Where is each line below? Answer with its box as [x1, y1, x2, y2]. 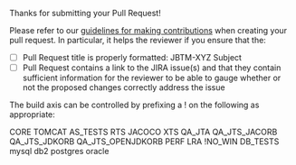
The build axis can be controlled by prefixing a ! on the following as [9, 99, 260, 111]
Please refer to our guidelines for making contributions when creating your [9, 25, 288, 35]
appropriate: [9, 109, 56, 120]
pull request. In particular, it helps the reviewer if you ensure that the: [9, 35, 267, 45]
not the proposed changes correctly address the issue [22, 82, 225, 93]
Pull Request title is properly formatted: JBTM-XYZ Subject [22, 52, 243, 62]
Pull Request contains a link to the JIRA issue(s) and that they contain [22, 62, 282, 73]
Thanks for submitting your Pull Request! [9, 8, 161, 18]
